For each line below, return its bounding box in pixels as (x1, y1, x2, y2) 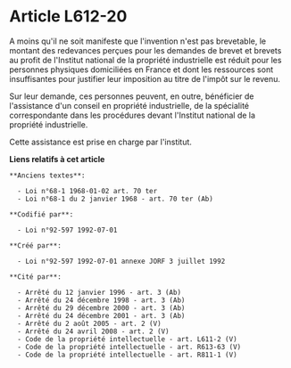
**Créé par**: (9, 241, 62, 250)
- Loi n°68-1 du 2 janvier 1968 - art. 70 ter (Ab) (17, 194, 214, 203)
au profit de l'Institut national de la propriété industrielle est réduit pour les (9, 54, 282, 65)
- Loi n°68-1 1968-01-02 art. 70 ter (17, 186, 158, 195)
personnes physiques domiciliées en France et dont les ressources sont (9, 64, 274, 75)
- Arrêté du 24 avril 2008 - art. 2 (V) (17, 327, 170, 336)
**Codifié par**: (9, 209, 74, 219)
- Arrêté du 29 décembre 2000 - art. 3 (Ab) (17, 303, 186, 313)
